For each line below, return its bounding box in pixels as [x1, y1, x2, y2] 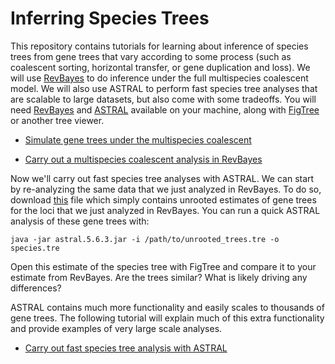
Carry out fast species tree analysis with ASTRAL [24, 342, 228, 354]
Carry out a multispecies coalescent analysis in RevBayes [24, 153, 263, 165]
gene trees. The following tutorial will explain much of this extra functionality [10, 312, 325, 324]
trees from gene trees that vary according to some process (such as [10, 50, 292, 62]
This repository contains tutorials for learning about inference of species [10, 40, 309, 52]
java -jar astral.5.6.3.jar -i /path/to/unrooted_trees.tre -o [10, 234, 280, 244]
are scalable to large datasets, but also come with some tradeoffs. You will [10, 93, 317, 105]
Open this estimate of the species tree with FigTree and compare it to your [10, 260, 317, 272]
